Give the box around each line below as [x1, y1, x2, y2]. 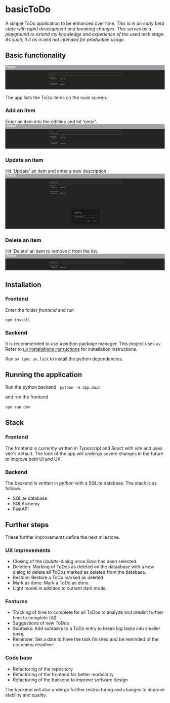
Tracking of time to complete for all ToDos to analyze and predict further [12, 609, 163, 615]
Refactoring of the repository [12, 665, 73, 672]
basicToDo [5, 4, 51, 15]
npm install [5, 317, 30, 322]
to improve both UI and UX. [5, 456, 62, 462]
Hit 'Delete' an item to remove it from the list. [5, 248, 99, 254]
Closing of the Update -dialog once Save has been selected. [12, 559, 138, 564]
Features [5, 598, 28, 605]
